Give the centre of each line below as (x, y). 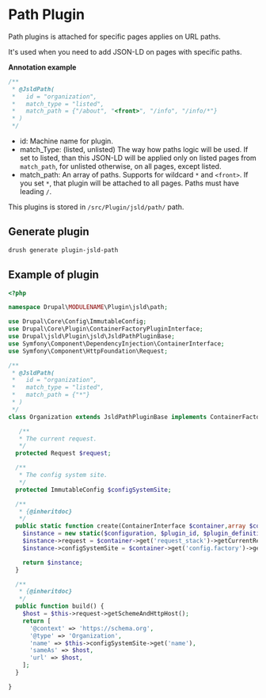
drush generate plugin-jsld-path (63, 250)
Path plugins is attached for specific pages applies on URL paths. (115, 36)
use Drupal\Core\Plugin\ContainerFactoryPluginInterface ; (106, 329)
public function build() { (60, 606)
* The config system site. (63, 475)
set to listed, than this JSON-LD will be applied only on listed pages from (138, 158)
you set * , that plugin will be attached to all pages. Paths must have (129, 183)
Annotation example (42, 67)
